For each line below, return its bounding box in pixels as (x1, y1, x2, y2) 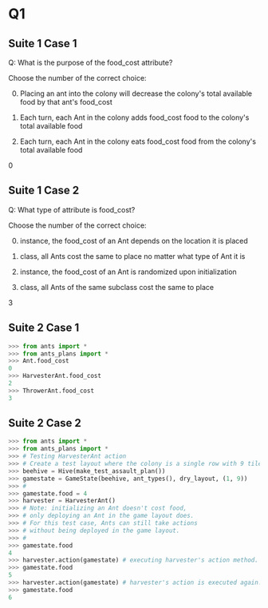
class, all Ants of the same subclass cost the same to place (19, 282, 215, 292)
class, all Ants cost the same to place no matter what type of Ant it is (19, 251, 246, 260)
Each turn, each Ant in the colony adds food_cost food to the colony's (19, 113, 250, 122)
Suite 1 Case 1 (8, 37, 77, 50)
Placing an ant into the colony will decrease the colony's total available (19, 89, 253, 98)
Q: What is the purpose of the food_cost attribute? (8, 58, 173, 67)
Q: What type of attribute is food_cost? (8, 205, 136, 214)
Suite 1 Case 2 (8, 184, 80, 197)
